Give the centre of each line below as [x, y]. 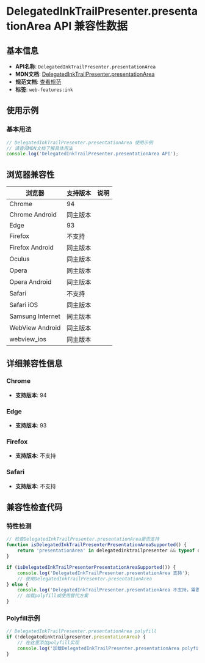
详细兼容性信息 [34, 363]
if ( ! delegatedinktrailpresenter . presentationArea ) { [76, 637]
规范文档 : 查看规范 [38, 82]
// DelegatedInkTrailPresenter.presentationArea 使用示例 [80, 143]
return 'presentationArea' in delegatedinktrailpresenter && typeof [106, 551]
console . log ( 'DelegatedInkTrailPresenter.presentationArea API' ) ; [92, 154]
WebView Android [35, 328]
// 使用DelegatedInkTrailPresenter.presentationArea [85, 579]
